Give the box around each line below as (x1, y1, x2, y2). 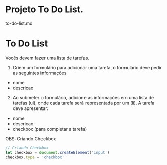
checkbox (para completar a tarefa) (12, 126, 87, 132)
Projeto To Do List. (5, 4, 84, 15)
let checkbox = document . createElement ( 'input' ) (5, 150, 110, 155)
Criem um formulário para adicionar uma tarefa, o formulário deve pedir (12, 64, 162, 70)
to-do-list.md (5, 20, 33, 26)
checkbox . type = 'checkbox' (5, 155, 65, 160)
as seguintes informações (12, 70, 67, 76)
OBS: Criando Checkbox (5, 135, 56, 142)
